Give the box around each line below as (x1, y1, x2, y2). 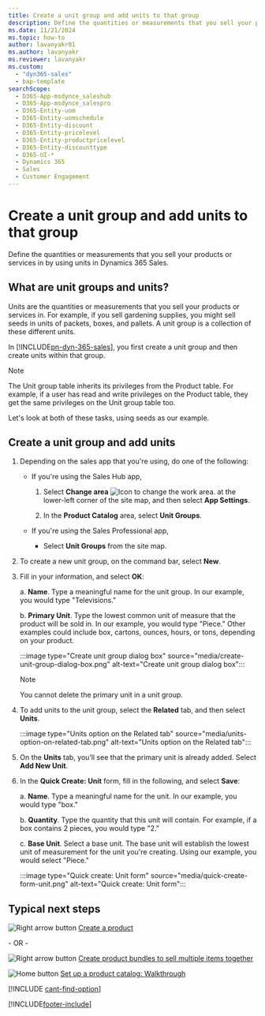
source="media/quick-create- (151, 871, 248, 880)
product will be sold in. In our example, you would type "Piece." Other (19, 620, 246, 629)
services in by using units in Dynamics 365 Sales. (8, 258, 170, 267)
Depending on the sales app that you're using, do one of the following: (19, 456, 249, 466)
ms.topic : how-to (8, 33, 65, 42)
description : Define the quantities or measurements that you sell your (8, 19, 252, 27)
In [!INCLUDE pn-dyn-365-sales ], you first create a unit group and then (8, 342, 238, 352)
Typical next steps (8, 902, 101, 915)
